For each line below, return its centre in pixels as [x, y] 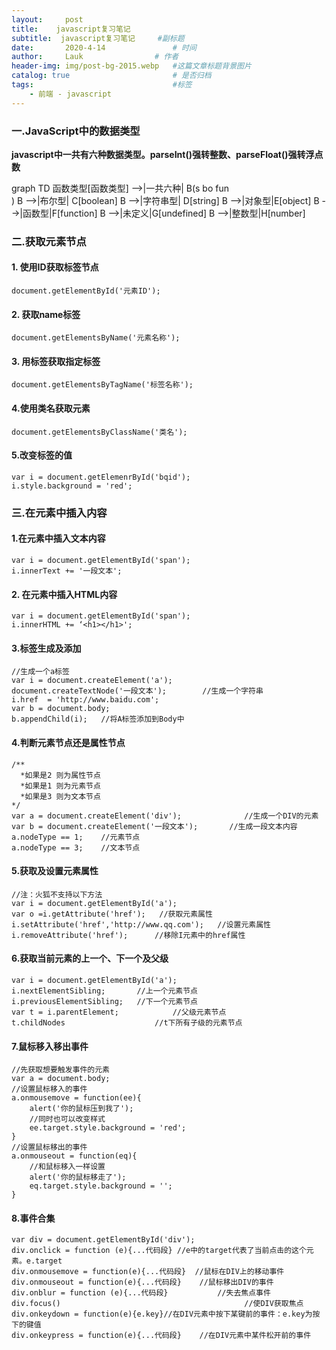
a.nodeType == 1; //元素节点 [76, 837]
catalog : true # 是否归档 [111, 76]
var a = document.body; [61, 1079]
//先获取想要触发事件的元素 [61, 1070]
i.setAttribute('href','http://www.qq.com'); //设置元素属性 [141, 924]
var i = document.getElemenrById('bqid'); [101, 477]
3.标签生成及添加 [46, 648]
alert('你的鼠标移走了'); [78, 1177]
